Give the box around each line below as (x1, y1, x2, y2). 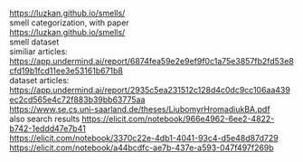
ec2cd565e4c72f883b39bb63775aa (9, 94, 146, 105)
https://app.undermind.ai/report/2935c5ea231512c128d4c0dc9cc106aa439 (9, 85, 291, 95)
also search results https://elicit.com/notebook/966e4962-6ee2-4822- (9, 113, 275, 124)
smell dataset (9, 36, 60, 47)
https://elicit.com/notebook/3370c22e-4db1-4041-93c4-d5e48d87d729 (9, 133, 279, 143)
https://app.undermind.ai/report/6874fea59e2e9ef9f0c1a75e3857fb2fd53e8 (9, 56, 294, 66)
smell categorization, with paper (9, 17, 129, 28)
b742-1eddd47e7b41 (9, 123, 86, 134)
